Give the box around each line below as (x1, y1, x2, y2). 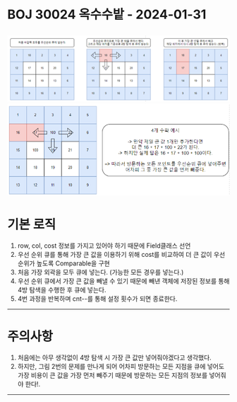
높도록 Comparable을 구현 (36, 259, 111, 268)
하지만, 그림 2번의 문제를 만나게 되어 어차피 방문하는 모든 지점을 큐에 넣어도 (17, 362, 224, 370)
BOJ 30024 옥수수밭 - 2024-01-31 (7, 6, 207, 23)
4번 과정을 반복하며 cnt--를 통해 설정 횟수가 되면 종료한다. (17, 294, 178, 303)
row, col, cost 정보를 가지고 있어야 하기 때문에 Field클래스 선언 (17, 241, 191, 250)
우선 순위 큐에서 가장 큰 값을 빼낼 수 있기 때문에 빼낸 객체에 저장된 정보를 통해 (17, 277, 230, 285)
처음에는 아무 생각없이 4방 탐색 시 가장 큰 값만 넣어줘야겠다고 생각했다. (17, 353, 212, 362)
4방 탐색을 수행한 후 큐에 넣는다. (17, 285, 107, 294)
